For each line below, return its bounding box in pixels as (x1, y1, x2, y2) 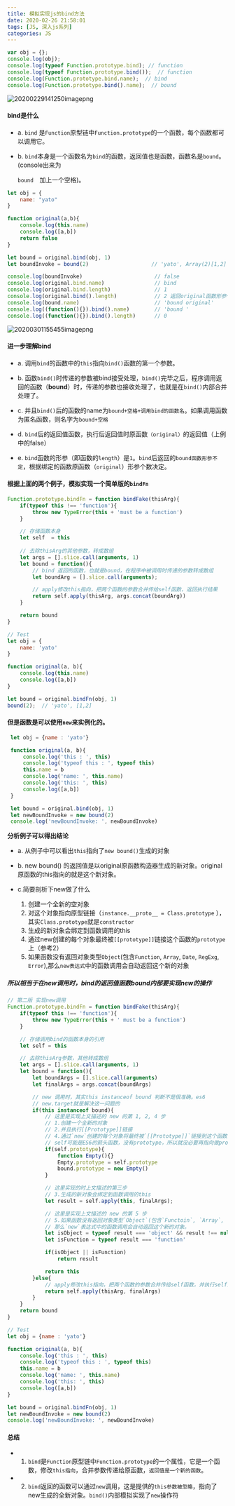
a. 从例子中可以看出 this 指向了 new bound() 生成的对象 (17, 847, 170, 855)
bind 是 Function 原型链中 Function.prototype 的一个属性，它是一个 (27, 1457, 215, 1466)
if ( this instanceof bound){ (32, 1106, 114, 1114)
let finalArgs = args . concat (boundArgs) (32, 1081, 152, 1088)
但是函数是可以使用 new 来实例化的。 (7, 718, 109, 727)
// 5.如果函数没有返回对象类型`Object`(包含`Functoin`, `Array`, (44, 1216, 225, 1224)
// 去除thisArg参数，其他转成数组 (20, 1055, 109, 1062)
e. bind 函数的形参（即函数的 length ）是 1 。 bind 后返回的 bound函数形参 (17, 453, 213, 462)
